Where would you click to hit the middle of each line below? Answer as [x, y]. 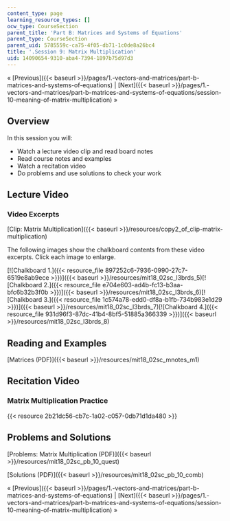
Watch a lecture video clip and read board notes [85, 151]
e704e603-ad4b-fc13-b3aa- [142, 285]
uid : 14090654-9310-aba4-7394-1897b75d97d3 [70, 58]
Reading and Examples [57, 343]
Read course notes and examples [64, 158]
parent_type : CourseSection [47, 39]
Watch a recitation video [51, 166]
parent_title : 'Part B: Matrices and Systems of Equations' [95, 33]
